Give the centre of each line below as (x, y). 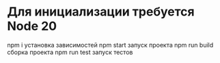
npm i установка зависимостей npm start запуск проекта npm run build (110, 45)
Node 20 (32, 26)
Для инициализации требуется (101, 12)
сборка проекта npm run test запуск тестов (70, 52)
